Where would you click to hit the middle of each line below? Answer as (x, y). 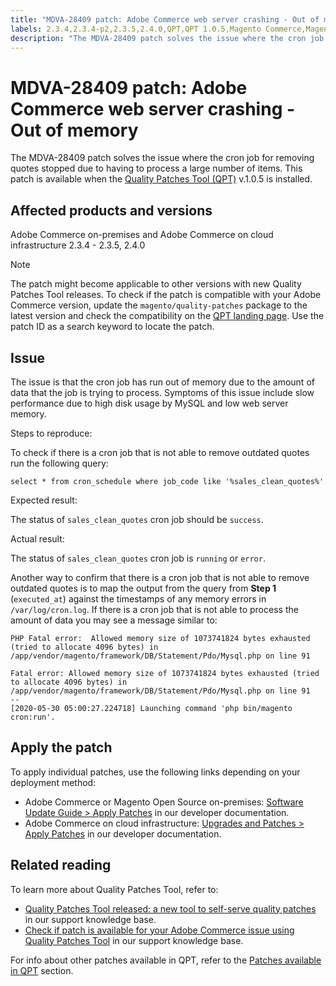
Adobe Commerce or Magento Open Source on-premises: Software (164, 802)
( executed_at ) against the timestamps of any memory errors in (138, 598)
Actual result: (37, 538)
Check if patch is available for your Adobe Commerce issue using (159, 930)
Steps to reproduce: (51, 433)
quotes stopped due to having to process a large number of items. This (156, 168)
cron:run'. (33, 717)
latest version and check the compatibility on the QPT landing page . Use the (167, 316)
